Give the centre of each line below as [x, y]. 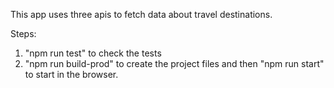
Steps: [23, 33]
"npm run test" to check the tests [93, 53]
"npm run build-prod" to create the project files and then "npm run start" [174, 63]
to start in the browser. [71, 74]
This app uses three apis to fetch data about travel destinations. [141, 14]
